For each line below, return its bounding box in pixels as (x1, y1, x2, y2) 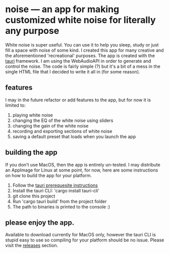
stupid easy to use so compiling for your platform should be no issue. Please (5, 237, 164, 243)
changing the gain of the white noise (12, 122, 89, 129)
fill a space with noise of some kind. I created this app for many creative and (5, 47, 164, 53)
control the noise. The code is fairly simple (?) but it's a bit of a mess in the (5, 63, 160, 69)
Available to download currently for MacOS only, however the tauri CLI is (5, 232, 156, 238)
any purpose (5, 25, 60, 36)
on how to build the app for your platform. (5, 172, 92, 178)
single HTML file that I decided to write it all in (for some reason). (5, 68, 140, 74)
